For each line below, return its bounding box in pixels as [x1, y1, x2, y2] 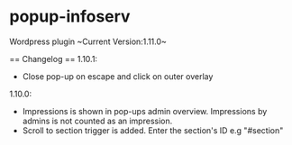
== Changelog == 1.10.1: [9, 53, 97, 64]
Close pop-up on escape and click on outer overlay [22, 70, 214, 82]
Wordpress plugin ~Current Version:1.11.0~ [9, 36, 167, 47]
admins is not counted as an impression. [22, 115, 173, 126]
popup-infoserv [9, 6, 131, 27]
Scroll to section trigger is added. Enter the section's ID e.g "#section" [22, 124, 284, 136]
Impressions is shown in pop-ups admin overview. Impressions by [22, 105, 268, 116]
